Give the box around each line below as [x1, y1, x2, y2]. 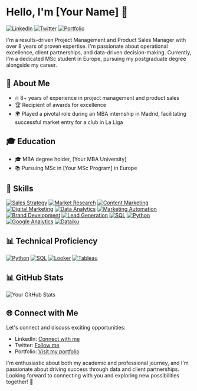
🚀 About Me [6, 79, 50, 89]
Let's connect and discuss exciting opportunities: [6, 324, 126, 331]
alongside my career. [6, 61, 57, 69]
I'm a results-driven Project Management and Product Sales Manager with [6, 36, 186, 43]
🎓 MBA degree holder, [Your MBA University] [14, 155, 127, 162]
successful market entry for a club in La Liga [14, 118, 123, 126]
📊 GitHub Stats [6, 272, 64, 282]
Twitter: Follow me [14, 341, 60, 348]
